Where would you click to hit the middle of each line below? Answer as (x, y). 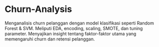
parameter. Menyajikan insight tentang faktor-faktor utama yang (70, 33)
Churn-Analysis (38, 9)
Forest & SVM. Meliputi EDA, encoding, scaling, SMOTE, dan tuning (74, 28)
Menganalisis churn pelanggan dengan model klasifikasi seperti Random (79, 23)
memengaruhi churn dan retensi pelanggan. (50, 39)
